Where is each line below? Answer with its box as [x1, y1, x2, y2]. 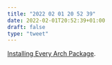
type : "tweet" [7, 30, 49, 37]
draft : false [7, 23, 46, 30]
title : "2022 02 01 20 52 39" [7, 10, 97, 18]
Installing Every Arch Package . [7, 49, 97, 58]
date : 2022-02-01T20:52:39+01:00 [7, 17, 106, 24]
